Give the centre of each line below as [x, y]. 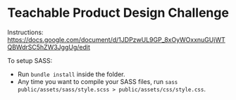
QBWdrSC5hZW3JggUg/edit [49, 47]
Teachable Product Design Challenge [118, 13]
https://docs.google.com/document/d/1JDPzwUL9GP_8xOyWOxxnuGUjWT [116, 39]
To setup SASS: [30, 60]
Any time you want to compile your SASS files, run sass [98, 81]
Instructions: [25, 32]
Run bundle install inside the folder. [71, 74]
